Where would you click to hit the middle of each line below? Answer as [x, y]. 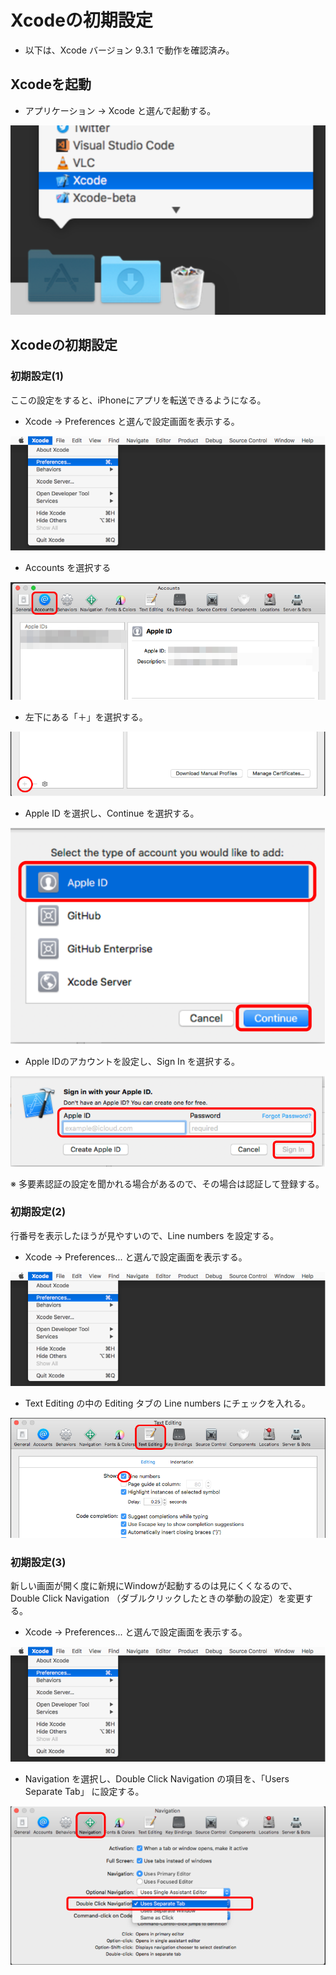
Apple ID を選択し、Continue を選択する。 [112, 813]
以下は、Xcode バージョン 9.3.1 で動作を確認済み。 [129, 50]
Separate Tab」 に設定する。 [84, 1791]
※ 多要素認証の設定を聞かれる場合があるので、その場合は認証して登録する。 [167, 1183]
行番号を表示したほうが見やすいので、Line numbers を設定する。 [145, 1235]
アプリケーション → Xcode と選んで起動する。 [120, 110]
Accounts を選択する [68, 568]
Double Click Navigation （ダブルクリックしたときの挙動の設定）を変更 [157, 1598]
